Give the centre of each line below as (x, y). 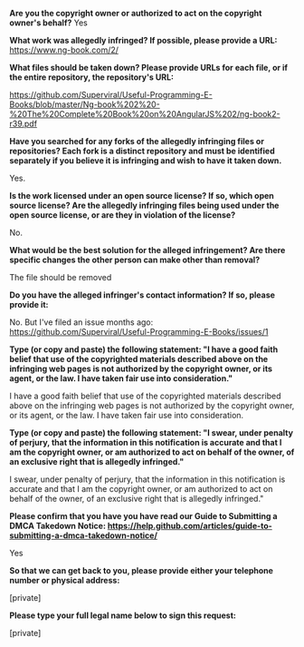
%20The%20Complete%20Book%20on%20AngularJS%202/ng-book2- (145, 114)
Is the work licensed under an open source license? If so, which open (142, 196)
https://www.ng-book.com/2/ (64, 50)
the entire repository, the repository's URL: (92, 77)
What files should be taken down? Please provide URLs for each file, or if (148, 68)
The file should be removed (61, 277)
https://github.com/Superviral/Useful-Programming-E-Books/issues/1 (139, 332)
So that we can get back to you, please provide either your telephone (142, 570)
